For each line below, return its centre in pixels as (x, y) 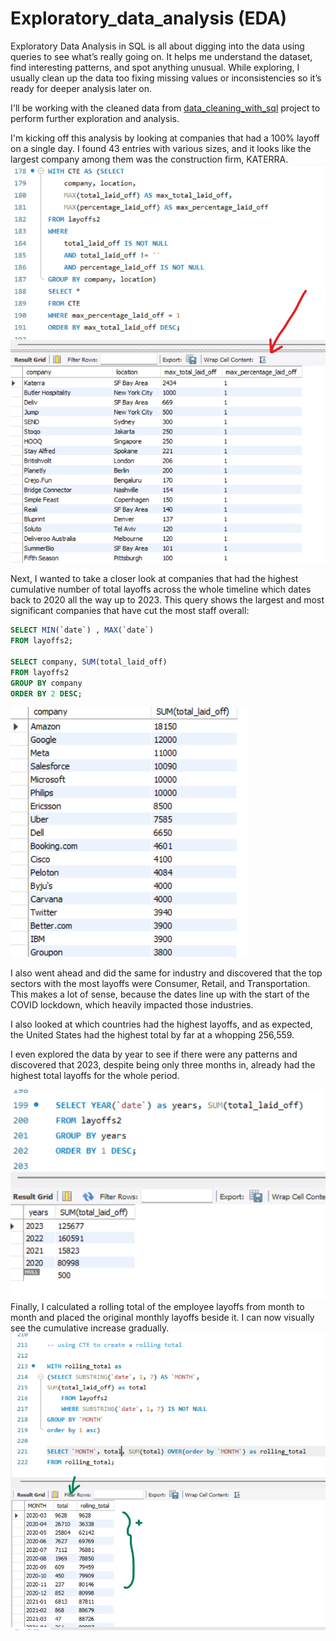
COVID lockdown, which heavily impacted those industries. (132, 1005)
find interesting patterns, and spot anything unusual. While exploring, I (155, 67)
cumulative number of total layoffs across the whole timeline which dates (161, 589)
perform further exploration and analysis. (95, 118)
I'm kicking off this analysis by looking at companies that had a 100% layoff (165, 138)
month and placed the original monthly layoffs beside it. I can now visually (162, 1318)
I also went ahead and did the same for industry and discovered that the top (166, 973)
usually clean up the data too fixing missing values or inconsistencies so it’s (166, 78)
